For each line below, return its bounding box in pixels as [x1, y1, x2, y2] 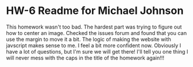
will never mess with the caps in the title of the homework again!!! [6, 54, 165, 61]
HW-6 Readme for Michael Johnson [6, 4, 184, 17]
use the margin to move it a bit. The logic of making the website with [6, 36, 171, 43]
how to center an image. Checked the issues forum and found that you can [6, 29, 187, 36]
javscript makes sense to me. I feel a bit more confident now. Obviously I [6, 42, 181, 49]
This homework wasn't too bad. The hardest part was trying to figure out [6, 23, 182, 30]
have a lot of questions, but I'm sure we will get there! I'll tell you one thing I [6, 48, 189, 55]
